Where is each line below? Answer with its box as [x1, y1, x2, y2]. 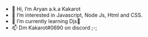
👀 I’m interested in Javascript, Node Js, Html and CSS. [11, 12, 143, 18]
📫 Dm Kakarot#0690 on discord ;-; [11, 24, 98, 31]
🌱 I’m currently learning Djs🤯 [11, 18, 81, 24]
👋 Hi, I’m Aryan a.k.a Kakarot [11, 6, 81, 12]
